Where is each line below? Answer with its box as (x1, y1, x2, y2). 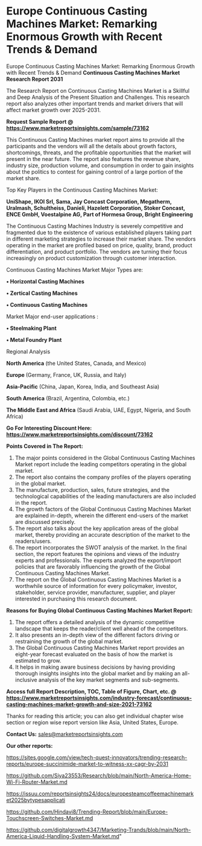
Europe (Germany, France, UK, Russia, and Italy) (6, 371, 127, 378)
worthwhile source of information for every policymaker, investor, (14, 582, 177, 589)
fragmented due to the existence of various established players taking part (6, 229, 192, 236)
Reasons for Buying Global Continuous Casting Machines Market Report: (6, 607, 193, 614)
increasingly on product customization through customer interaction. (6, 254, 177, 262)
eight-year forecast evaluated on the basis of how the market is (14, 650, 173, 658)
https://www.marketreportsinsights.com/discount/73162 (6, 431, 153, 438)
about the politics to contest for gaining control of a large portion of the (6, 168, 183, 175)
